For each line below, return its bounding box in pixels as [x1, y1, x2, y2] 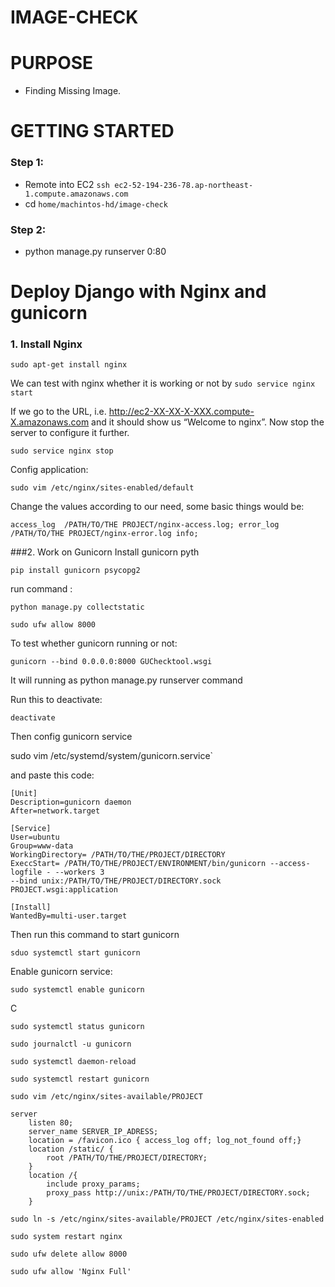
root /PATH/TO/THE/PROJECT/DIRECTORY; [46, 1153, 208, 1163]
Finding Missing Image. [24, 85, 122, 97]
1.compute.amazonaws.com [24, 189, 129, 199]
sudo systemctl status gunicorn [10, 1022, 145, 1032]
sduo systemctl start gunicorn [10, 948, 141, 958]
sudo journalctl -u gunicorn [10, 1039, 132, 1050]
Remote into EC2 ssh [24, 178, 111, 190]
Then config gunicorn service [10, 731, 133, 743]
